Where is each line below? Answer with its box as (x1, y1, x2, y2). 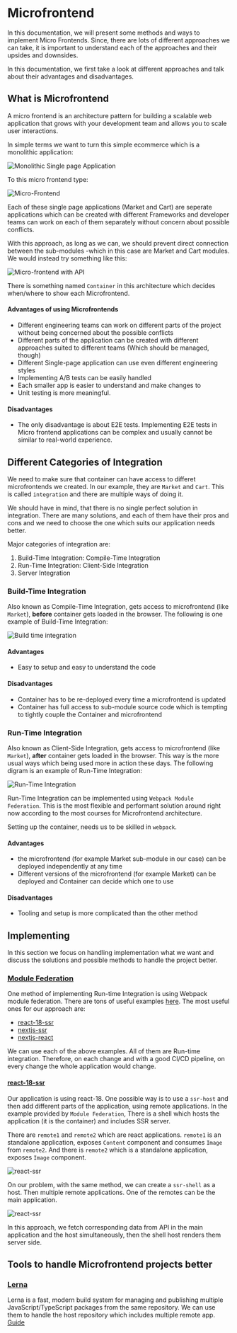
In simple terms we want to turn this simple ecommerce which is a (7, 140, 200, 149)
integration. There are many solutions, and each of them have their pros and (7, 511, 229, 520)
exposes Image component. (7, 1152, 87, 1162)
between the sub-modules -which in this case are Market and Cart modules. (7, 246, 230, 255)
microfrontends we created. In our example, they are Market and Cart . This (7, 482, 224, 491)
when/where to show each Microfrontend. (7, 289, 130, 297)
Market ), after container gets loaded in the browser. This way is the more (7, 751, 219, 760)
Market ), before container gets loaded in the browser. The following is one (7, 610, 223, 619)
